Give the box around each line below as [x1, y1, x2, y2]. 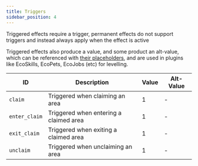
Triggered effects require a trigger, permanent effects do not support [6, 30, 174, 37]
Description [75, 78, 109, 86]
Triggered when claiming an [48, 92, 126, 100]
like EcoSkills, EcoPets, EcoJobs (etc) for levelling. [6, 60, 128, 68]
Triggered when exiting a [48, 125, 117, 134]
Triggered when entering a [48, 108, 122, 117]
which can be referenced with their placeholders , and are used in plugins [6, 54, 184, 61]
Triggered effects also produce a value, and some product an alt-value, [6, 48, 179, 55]
